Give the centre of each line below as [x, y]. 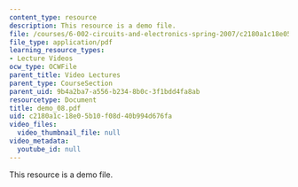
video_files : [33, 125]
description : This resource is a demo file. [93, 26]
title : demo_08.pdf [45, 108]
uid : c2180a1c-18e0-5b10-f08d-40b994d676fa [91, 116]
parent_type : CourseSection [61, 83]
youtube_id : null [49, 149]
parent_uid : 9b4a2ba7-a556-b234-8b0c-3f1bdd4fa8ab [105, 91]
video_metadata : [39, 141]
